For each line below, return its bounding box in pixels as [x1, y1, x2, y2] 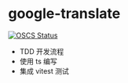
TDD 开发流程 [19, 46, 64, 56]
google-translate [8, 5, 121, 23]
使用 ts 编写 [19, 56, 57, 66]
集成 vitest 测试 [19, 66, 69, 75]
